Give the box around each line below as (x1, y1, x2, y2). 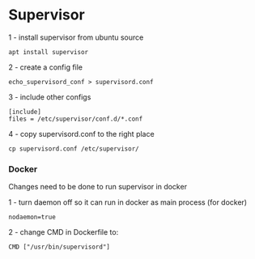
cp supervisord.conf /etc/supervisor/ (8, 144, 139, 153)
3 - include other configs (8, 91, 91, 102)
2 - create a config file (8, 62, 83, 72)
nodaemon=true (8, 213, 57, 222)
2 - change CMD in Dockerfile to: (8, 227, 119, 237)
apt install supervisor (8, 48, 89, 56)
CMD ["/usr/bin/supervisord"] (8, 243, 111, 252)
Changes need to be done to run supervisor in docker (8, 182, 188, 192)
